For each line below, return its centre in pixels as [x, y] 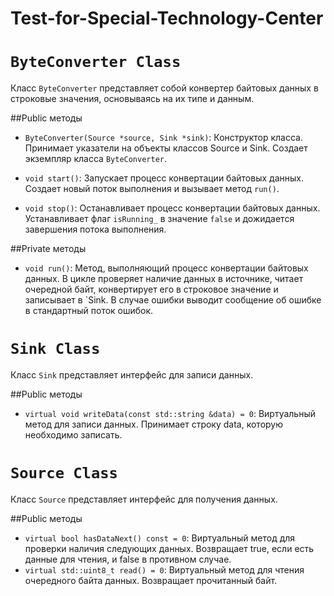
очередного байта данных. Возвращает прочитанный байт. [151, 580]
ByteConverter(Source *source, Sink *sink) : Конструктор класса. [163, 138]
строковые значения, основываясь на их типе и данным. [132, 99]
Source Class [64, 473]
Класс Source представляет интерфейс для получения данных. [144, 499]
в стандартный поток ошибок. [89, 311]
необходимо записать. [73, 435]
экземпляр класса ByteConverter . [96, 159]
